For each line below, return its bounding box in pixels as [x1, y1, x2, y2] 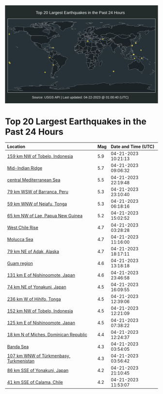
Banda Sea [7, 344, 29, 349]
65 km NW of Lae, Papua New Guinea [7, 213, 83, 218]
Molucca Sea [7, 236, 33, 243]
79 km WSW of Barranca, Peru [7, 189, 69, 195]
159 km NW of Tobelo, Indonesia [7, 153, 73, 159]
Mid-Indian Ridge [7, 165, 43, 171]
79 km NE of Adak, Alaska [7, 248, 59, 254]
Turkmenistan [7, 358, 35, 364]
